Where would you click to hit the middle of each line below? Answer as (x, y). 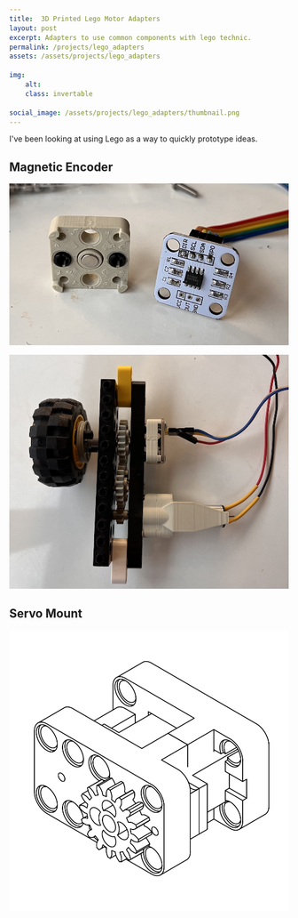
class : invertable (59, 93)
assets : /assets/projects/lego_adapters (85, 56)
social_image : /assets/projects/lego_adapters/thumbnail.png (125, 113)
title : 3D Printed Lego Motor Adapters (85, 19)
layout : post (33, 28)
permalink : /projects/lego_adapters (77, 47)
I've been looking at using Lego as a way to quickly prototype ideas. (133, 139)
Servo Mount (46, 614)
